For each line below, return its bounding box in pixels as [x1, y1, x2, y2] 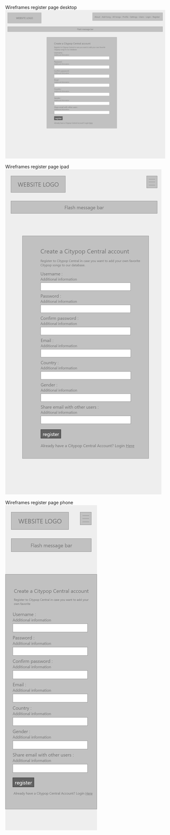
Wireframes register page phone [5, 499, 74, 505]
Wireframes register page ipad [5, 164, 70, 170]
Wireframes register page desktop [5, 5, 77, 10]
